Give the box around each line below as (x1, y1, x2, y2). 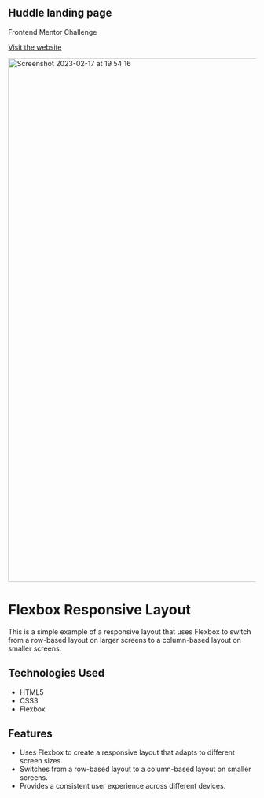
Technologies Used (8, 666, 104, 680)
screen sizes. (19, 756, 63, 766)
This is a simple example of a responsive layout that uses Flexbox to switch (8, 626, 251, 637)
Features (8, 726, 53, 740)
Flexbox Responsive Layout (8, 601, 191, 618)
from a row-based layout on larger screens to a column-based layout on (8, 635, 242, 644)
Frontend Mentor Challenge (8, 27, 97, 36)
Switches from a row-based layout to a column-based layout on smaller (19, 764, 251, 774)
